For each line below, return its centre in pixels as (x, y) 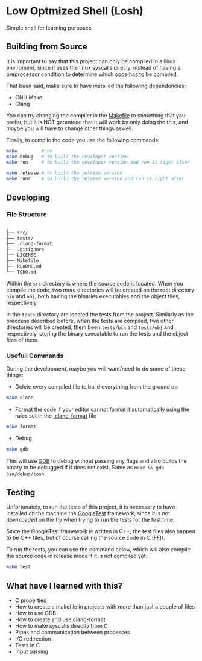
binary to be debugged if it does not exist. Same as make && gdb (85, 467)
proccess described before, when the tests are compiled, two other (90, 321)
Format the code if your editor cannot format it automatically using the (102, 409)
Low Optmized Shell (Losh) (75, 11)
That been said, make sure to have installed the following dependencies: (96, 86)
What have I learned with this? (64, 586)
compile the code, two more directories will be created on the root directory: (101, 290)
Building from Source (47, 47)
